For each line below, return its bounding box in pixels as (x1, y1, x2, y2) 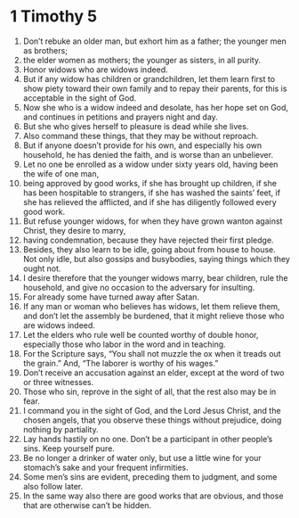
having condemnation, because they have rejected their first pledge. (22, 234, 274, 245)
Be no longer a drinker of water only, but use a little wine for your (22, 452, 262, 463)
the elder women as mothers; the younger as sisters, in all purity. (22, 54, 262, 65)
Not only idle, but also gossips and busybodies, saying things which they (22, 253, 290, 264)
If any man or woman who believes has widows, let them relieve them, (22, 300, 280, 311)
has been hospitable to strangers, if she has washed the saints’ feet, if (22, 187, 281, 198)
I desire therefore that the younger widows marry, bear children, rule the (22, 272, 288, 283)
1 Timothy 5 (10, 6, 97, 27)
